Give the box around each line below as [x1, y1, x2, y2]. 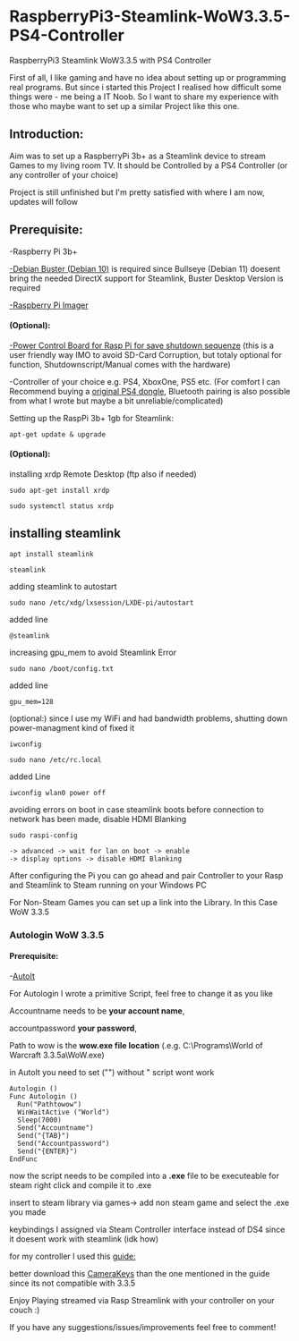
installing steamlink [9, 526, 121, 541]
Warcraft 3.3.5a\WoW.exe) [9, 1049, 105, 1060]
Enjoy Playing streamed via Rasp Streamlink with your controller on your [9, 1294, 275, 1305]
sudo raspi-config [9, 830, 78, 840]
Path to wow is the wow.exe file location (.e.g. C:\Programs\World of [9, 1040, 263, 1050]
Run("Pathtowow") [17, 1099, 82, 1108]
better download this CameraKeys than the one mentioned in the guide [9, 1268, 270, 1278]
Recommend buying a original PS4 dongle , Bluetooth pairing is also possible [9, 386, 291, 396]
